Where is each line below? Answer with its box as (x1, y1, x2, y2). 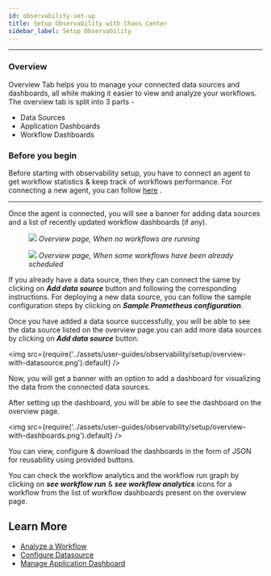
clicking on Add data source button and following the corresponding (8, 283, 237, 293)
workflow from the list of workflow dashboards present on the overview (8, 487, 247, 498)
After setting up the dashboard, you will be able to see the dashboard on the (8, 397, 262, 407)
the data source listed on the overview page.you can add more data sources (8, 324, 262, 334)
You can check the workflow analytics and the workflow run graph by (8, 470, 240, 480)
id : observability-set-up (8, 11, 95, 20)
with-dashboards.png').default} (8, 430, 113, 440)
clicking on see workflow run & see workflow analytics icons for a (8, 479, 232, 489)
